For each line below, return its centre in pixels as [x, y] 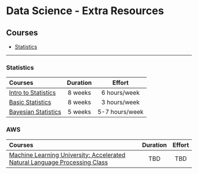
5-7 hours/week [121, 112]
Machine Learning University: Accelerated [67, 155]
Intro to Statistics [32, 93]
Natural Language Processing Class [58, 162]
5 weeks [79, 112]
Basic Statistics [30, 103]
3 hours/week [121, 103]
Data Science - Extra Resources [85, 11]
